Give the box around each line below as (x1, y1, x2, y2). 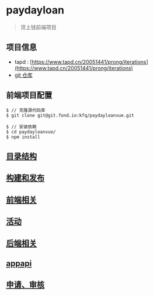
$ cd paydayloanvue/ (6, 129, 57, 135)
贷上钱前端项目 (20, 23, 57, 30)
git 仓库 (14, 71, 33, 78)
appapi (6, 258, 32, 268)
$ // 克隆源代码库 (6, 107, 45, 113)
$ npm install (6, 134, 41, 140)
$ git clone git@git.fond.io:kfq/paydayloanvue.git (6, 112, 134, 118)
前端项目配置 (6, 90, 52, 100)
